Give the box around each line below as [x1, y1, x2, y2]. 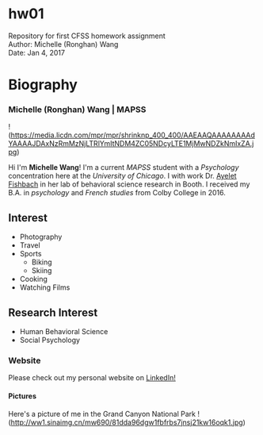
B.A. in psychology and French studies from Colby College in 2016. [8, 188, 226, 198]
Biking [31, 257, 53, 267]
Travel [19, 241, 41, 250]
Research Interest [8, 306, 98, 319]
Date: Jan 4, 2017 [8, 48, 66, 57]
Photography [19, 232, 63, 242]
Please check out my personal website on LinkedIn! [8, 373, 176, 383]
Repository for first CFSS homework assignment [8, 31, 166, 40]
